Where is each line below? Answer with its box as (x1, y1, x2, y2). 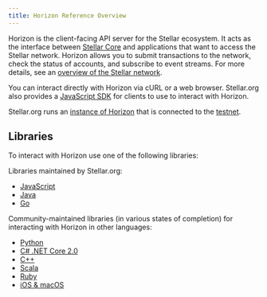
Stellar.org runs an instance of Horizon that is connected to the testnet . (8, 107, 241, 116)
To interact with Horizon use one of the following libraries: (8, 150, 199, 160)
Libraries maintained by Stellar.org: (8, 166, 123, 176)
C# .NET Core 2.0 (19, 246, 78, 256)
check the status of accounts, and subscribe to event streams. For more (8, 59, 245, 68)
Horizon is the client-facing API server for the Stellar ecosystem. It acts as (8, 33, 251, 43)
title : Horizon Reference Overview (8, 11, 127, 20)
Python (19, 238, 44, 248)
